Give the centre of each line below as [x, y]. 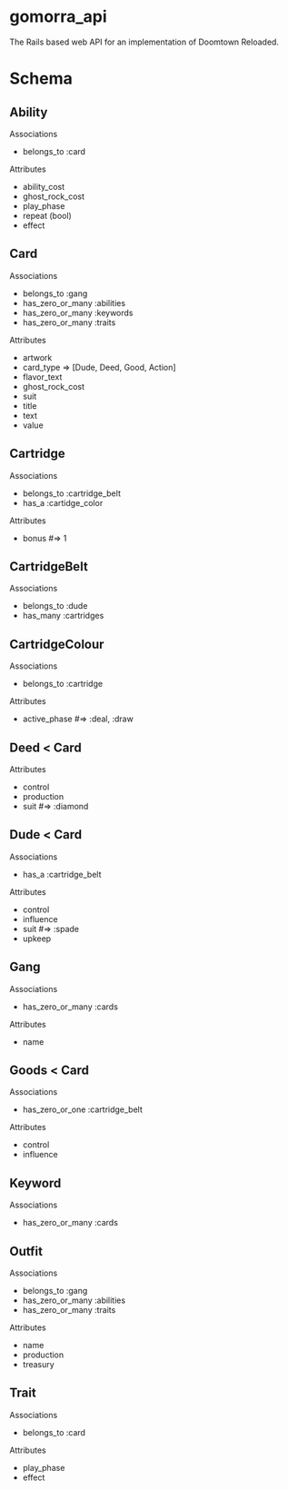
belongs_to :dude [55, 606]
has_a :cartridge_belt [62, 874]
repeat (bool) [47, 215]
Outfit [26, 1251]
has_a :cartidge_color [63, 502]
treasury [38, 1365]
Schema [41, 79]
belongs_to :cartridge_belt [71, 493]
